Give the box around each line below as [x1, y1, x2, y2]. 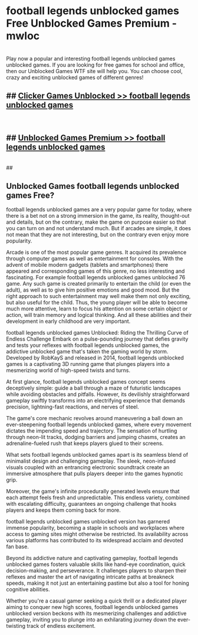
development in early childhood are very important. [6, 317, 131, 325]
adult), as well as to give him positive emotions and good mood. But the [6, 286, 180, 293]
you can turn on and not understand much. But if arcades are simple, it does [6, 225, 192, 232]
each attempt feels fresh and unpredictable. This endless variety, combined [6, 494, 190, 501]
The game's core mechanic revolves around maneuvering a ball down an [6, 415, 183, 422]
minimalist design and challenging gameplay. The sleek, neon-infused [6, 457, 176, 464]
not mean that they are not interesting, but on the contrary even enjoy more [6, 231, 189, 238]
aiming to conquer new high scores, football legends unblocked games [6, 604, 179, 611]
